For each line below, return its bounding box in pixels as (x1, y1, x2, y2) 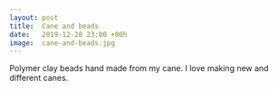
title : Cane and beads (9, 22, 100, 31)
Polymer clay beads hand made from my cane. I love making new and (9, 63, 269, 74)
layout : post (9, 13, 59, 22)
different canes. (9, 73, 69, 84)
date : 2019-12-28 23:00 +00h (9, 30, 128, 39)
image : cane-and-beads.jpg (9, 38, 116, 48)
